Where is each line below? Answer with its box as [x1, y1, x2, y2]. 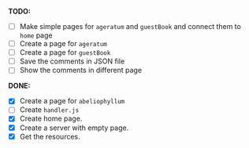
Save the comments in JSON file [19, 56, 125, 66]
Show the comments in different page [19, 66, 143, 75]
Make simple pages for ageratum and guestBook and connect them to [19, 22, 242, 31]
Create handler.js [19, 105, 80, 114]
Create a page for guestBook [19, 48, 111, 57]
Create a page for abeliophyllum [19, 96, 125, 106]
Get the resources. [19, 132, 80, 141]
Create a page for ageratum [19, 39, 108, 49]
